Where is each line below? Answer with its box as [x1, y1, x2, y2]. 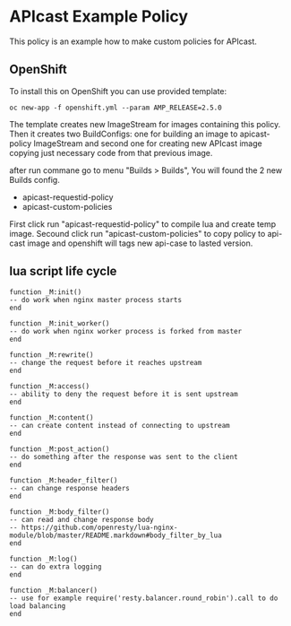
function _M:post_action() [9, 444, 110, 454]
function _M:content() [9, 413, 94, 422]
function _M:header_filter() [9, 475, 118, 485]
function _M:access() [9, 381, 90, 391]
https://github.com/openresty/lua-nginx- [21, 523, 178, 532]
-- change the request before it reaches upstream [9, 358, 202, 367]
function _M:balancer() [9, 586, 98, 595]
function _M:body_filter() [9, 507, 110, 517]
